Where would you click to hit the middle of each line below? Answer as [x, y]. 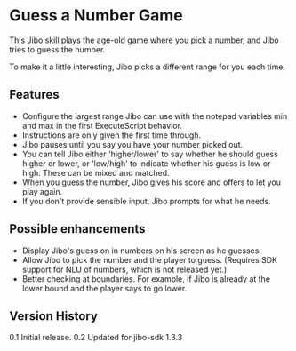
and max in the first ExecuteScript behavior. [102, 125]
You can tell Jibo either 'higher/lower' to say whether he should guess [150, 154]
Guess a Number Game [96, 16]
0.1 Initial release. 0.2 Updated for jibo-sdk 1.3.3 [96, 338]
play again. [42, 191]
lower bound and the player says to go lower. [104, 288]
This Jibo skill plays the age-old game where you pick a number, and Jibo [144, 40]
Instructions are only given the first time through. [112, 135]
